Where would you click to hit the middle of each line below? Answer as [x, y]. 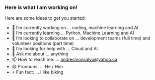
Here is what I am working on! [41, 7]
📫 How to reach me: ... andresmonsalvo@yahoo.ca [65, 60]
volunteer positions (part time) [43, 43]
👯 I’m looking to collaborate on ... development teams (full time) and [81, 38]
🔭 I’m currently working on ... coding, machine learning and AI [75, 28]
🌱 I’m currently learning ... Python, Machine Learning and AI [73, 33]
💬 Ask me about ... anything [40, 54]
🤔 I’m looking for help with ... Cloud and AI [55, 49]
